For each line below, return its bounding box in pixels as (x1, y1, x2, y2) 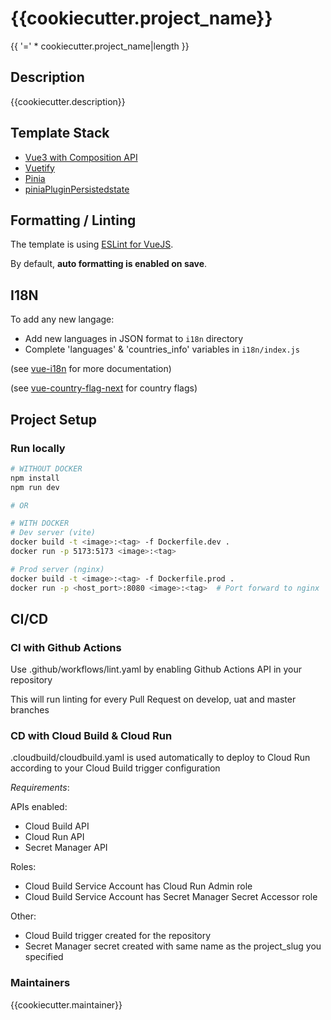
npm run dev (10, 482, 60, 492)
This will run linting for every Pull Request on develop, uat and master (10, 693, 297, 706)
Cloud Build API (24, 820, 90, 832)
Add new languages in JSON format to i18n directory (24, 333, 244, 345)
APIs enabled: (10, 801, 68, 813)
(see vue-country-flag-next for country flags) (10, 382, 198, 394)
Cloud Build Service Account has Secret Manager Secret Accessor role (24, 891, 318, 903)
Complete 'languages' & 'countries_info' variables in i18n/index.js (24, 343, 300, 356)
